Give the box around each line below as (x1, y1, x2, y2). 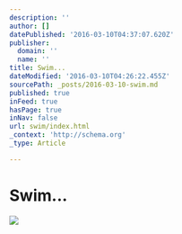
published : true (9, 88, 70, 97)
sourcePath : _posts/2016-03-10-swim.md (9, 80, 159, 89)
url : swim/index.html (9, 122, 91, 131)
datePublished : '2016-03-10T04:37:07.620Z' (9, 30, 175, 39)
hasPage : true (9, 105, 63, 114)
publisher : (9, 38, 50, 48)
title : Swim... (9, 64, 66, 73)
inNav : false (9, 113, 58, 122)
